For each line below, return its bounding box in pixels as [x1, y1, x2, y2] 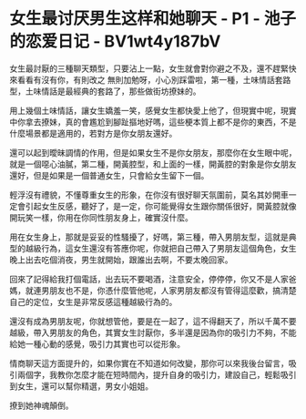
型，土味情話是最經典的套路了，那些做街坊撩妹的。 [9, 86, 201, 97]
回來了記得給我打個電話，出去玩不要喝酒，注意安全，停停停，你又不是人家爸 [9, 273, 297, 284]
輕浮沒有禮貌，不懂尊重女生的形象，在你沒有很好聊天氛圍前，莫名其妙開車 [9, 189, 289, 200]
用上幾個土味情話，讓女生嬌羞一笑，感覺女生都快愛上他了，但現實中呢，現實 [9, 105, 297, 116]
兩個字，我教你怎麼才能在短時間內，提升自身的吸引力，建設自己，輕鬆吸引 [16, 369, 297, 380]
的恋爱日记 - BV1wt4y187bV [9, 31, 221, 52]
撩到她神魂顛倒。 [9, 400, 74, 411]
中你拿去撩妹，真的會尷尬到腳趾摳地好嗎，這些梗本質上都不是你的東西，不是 [9, 116, 297, 128]
